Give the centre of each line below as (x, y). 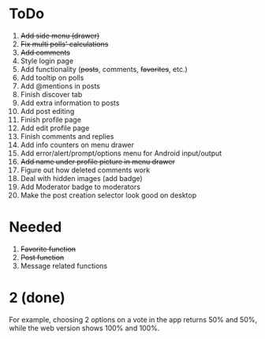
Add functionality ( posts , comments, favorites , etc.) (104, 69)
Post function (42, 257)
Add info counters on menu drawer (77, 145)
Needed (35, 227)
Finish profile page (51, 119)
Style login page (47, 61)
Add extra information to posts (70, 103)
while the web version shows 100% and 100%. (84, 328)
